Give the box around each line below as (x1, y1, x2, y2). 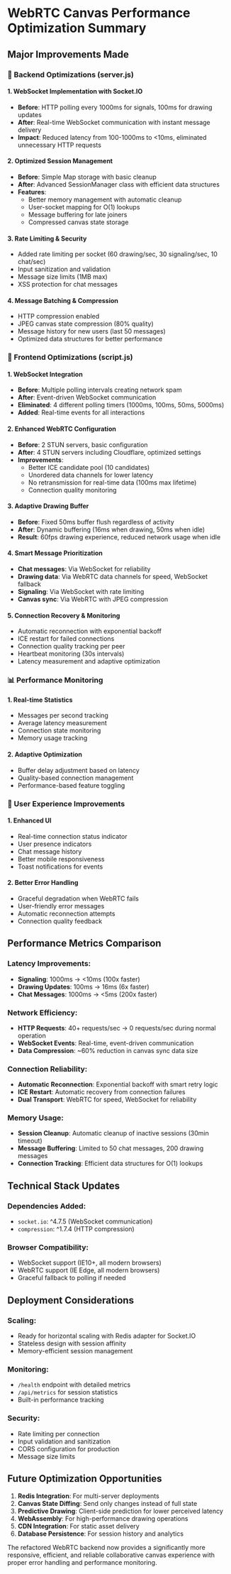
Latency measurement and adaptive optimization (17, 657, 161, 666)
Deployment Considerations (7, 1294, 135, 1306)
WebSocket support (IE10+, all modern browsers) (17, 1258, 162, 1267)
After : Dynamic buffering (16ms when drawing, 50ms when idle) (17, 525, 205, 534)
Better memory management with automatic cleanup (28, 195, 182, 204)
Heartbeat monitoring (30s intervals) (17, 649, 125, 658)
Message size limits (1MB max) (17, 273, 108, 281)
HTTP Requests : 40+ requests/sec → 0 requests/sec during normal (17, 1023, 216, 1032)
